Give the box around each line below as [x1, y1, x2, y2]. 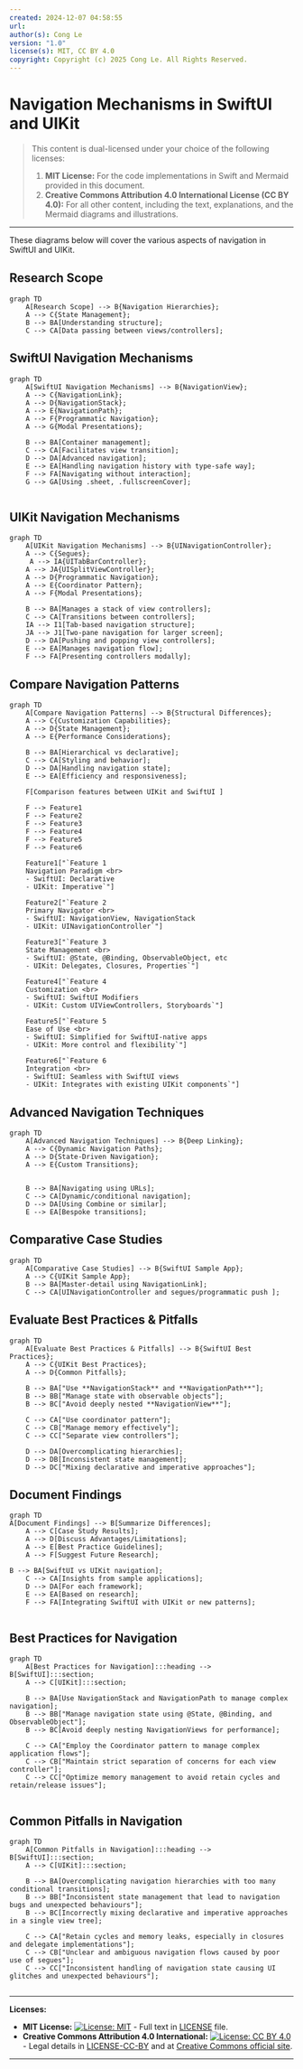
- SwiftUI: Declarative [25, 875, 115, 884]
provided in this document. [44, 180, 145, 191]
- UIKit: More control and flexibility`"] [25, 1041, 188, 1050]
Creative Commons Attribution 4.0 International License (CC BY [44, 189, 289, 200]
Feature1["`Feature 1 [25, 859, 106, 868]
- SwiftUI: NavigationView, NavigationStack [25, 914, 196, 923]
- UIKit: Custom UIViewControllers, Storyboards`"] [25, 1001, 224, 1010]
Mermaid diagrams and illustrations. [44, 209, 179, 220]
